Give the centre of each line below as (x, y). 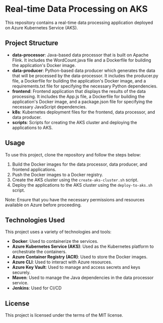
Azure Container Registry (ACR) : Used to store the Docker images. (80, 257)
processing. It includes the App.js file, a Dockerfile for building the (78, 96)
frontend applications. (34, 169)
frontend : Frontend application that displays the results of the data (79, 91)
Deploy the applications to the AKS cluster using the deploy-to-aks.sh (82, 185)
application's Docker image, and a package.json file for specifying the (82, 102)
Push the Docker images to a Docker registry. (58, 174)
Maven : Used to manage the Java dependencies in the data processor (83, 278)
